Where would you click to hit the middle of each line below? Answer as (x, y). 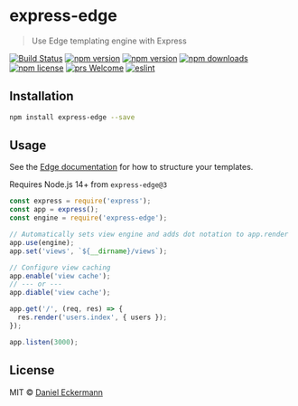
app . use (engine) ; (42, 242)
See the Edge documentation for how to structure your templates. (131, 167)
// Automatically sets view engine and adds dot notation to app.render (149, 235)
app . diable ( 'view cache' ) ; (60, 293)
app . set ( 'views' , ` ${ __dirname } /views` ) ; (88, 251)
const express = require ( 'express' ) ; (80, 201)
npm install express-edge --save (72, 117)
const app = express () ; (54, 210)
